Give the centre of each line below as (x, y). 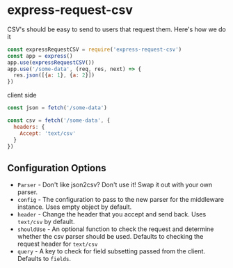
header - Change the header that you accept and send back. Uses (112, 214)
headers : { (29, 127)
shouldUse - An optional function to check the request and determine (115, 229)
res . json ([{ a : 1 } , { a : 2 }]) (54, 75)
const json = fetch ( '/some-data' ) (57, 108)
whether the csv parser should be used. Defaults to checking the (110, 237)
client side (22, 95)
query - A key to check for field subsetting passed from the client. (111, 251)
